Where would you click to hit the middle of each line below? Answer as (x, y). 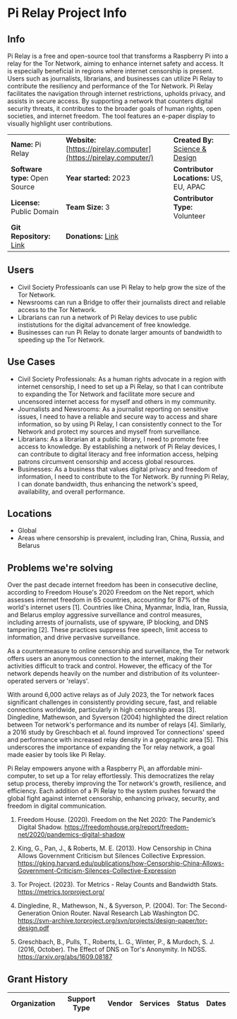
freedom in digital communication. (57, 806)
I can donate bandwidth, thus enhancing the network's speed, (108, 484)
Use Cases (31, 362)
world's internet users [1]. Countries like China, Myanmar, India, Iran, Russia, (118, 607)
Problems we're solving (60, 567)
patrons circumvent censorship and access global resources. (106, 461)
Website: (81, 140)
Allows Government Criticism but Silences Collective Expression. (111, 856)
